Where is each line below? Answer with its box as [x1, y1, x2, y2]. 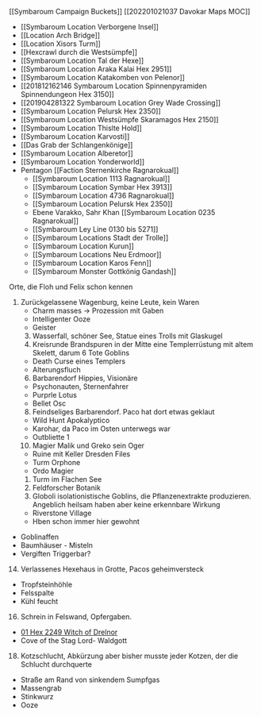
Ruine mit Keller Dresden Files [32, 449, 131, 459]
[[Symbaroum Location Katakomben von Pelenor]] [20, 73, 186, 82]
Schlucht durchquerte [20, 660, 92, 669]
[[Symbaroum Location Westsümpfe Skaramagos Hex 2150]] [20, 115, 219, 124]
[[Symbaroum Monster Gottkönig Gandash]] [32, 267, 177, 276]
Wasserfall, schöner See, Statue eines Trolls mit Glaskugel [32, 331, 223, 341]
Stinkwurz [20, 692, 54, 701]
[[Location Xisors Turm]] [20, 39, 102, 48]
